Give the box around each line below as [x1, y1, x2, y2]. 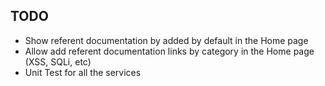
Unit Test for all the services [24, 66, 142, 78]
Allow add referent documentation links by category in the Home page [24, 45, 315, 57]
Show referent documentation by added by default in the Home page [24, 34, 309, 46]
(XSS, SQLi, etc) [24, 55, 92, 68]
